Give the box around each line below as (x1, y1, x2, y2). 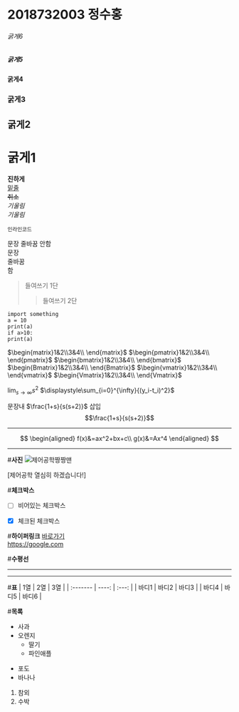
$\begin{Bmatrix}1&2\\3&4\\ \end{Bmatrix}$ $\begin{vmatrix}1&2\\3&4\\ (7, 363, 218, 372)
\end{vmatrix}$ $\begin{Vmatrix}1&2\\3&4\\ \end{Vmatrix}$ (7, 371, 183, 380)
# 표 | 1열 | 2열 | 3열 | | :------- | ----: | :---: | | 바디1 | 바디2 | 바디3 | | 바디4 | (7, 583, 223, 591)
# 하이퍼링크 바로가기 (7, 532, 65, 540)
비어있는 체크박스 (17, 501, 66, 510)
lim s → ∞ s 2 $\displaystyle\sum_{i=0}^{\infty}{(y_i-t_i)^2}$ (7, 385, 175, 396)
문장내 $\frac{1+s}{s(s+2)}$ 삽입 (7, 402, 102, 411)
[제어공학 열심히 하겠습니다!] (7, 471, 87, 479)
